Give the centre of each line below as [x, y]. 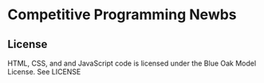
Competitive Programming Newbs [122, 15]
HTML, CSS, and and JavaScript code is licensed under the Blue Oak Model [132, 63]
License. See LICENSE [44, 72]
